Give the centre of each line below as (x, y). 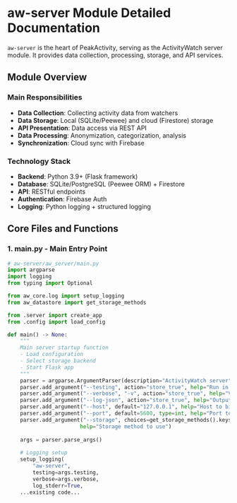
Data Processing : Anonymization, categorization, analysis (102, 135)
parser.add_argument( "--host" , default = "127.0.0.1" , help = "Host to (121, 407)
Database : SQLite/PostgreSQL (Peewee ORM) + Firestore (101, 184)
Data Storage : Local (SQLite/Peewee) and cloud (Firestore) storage (115, 120)
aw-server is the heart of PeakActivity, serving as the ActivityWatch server (115, 47)
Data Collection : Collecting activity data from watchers (98, 113)
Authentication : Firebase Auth (62, 199)
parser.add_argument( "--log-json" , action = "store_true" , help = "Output (126, 401)
